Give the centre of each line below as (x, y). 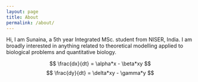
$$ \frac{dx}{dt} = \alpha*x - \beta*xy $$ (100, 64)
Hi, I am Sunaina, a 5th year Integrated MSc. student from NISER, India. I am (99, 40)
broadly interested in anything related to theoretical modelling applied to (95, 46)
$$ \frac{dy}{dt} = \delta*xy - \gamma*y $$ (100, 73)
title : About (22, 17)
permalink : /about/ (30, 23)
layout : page (22, 12)
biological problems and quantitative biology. (61, 52)
